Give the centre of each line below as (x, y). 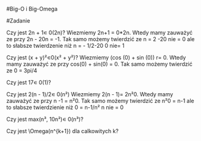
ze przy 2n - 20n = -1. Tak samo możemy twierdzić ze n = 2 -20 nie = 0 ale (100, 39)
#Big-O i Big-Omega (32, 9)
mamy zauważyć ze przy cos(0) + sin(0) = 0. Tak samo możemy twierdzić (99, 64)
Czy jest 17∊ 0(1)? (29, 82)
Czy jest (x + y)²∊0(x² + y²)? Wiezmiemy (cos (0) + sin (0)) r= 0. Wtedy (96, 57)
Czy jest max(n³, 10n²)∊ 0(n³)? (45, 119)
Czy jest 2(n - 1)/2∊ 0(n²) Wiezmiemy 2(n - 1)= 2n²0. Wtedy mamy (90, 94)
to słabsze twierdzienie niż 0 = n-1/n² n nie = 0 (65, 107)
